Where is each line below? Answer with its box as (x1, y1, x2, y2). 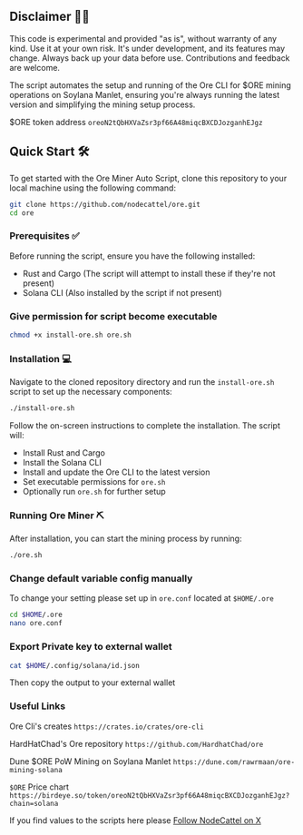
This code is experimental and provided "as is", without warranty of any (9, 33, 278, 44)
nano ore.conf (9, 619, 64, 628)
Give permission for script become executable (9, 309, 218, 322)
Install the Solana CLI (22, 457, 103, 468)
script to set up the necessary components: (9, 387, 172, 398)
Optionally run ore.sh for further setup (22, 486, 166, 497)
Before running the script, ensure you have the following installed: (9, 250, 256, 261)
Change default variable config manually (9, 573, 193, 585)
